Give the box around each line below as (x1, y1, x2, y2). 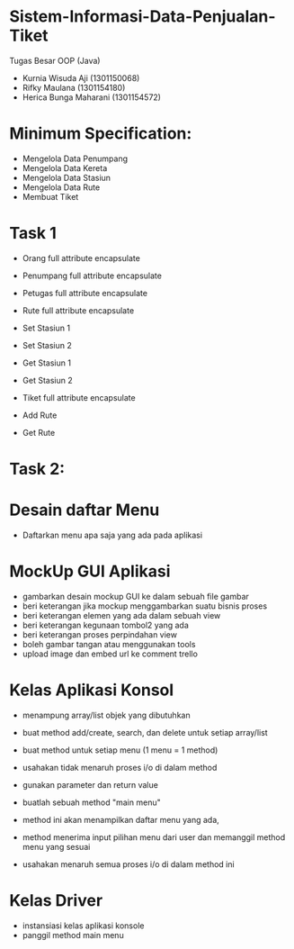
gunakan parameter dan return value (22, 779, 159, 790)
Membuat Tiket (22, 191, 79, 202)
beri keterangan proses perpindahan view (22, 628, 178, 640)
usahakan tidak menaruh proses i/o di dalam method (22, 762, 218, 773)
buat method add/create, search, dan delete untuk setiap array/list (22, 727, 268, 737)
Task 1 (9, 223, 57, 244)
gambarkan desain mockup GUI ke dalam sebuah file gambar (22, 591, 250, 601)
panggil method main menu (22, 929, 124, 940)
